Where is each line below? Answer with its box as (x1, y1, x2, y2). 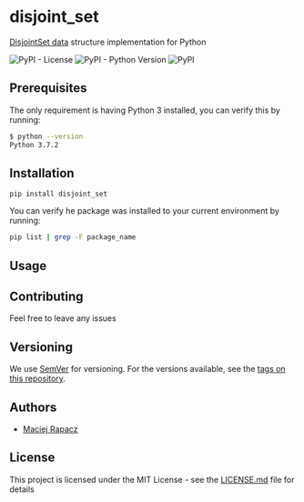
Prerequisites (9, 80, 87, 96)
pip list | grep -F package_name (9, 233, 137, 242)
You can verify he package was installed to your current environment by (9, 206, 280, 216)
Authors (9, 399, 57, 415)
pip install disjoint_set (9, 189, 107, 199)
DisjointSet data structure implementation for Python (9, 36, 207, 47)
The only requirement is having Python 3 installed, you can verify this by (9, 105, 280, 115)
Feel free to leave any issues (9, 313, 117, 324)
